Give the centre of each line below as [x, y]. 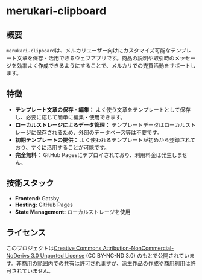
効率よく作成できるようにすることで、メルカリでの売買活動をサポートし [106, 65]
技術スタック [30, 183]
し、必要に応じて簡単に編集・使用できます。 [70, 117]
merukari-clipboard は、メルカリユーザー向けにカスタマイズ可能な [88, 50]
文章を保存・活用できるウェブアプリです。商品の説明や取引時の [96, 58]
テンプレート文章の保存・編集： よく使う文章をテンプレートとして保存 [103, 109]
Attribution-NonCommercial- [138, 248]
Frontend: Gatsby [37, 198]
